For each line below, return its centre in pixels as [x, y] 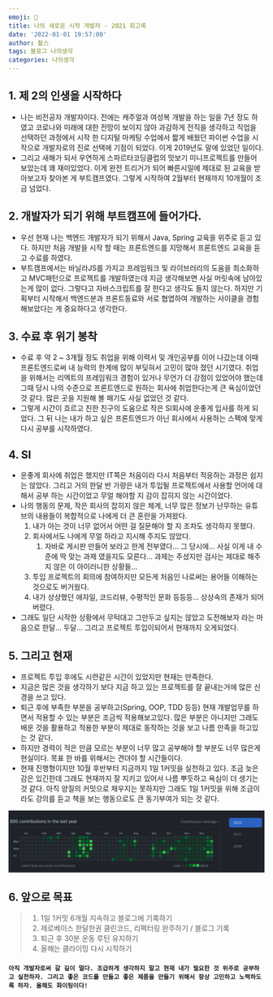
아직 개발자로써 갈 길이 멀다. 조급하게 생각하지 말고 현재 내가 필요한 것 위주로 [124, 969]
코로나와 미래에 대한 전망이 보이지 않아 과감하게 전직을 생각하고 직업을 [146, 127]
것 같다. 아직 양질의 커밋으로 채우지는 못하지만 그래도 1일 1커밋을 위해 [129, 789]
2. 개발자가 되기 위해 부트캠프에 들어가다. [105, 217]
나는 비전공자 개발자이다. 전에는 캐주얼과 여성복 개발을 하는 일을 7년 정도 [135, 117]
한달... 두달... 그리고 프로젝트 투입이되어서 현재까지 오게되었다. [141, 628]
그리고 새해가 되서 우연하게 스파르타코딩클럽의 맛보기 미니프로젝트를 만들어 [139, 158]
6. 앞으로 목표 [41, 897]
